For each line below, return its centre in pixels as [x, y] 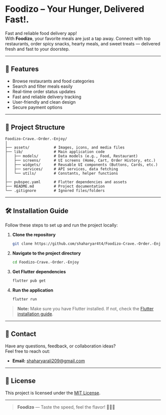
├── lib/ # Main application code [55, 151]
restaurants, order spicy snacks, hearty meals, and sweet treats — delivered [83, 43]
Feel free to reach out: [28, 351]
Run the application [33, 290]
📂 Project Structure [35, 128]
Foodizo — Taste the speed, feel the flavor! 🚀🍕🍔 [66, 407]
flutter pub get [29, 281]
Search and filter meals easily [42, 86]
